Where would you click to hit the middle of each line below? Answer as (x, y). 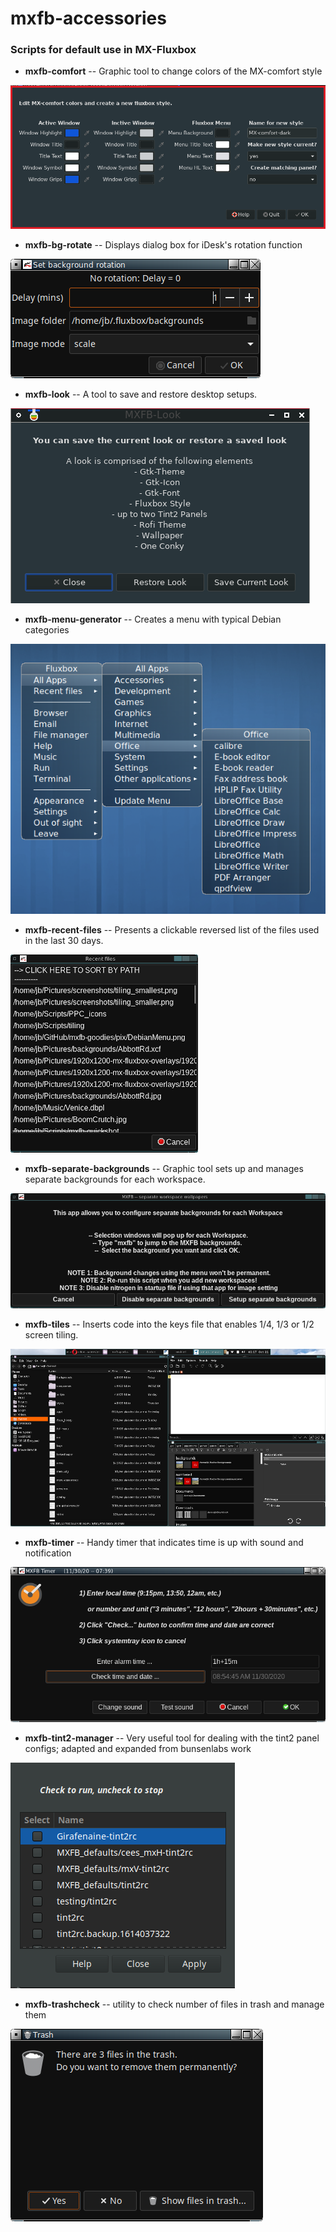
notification (48, 1553)
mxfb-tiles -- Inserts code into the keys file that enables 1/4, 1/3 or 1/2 (169, 1324)
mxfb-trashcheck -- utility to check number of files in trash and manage (174, 2004)
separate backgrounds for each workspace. (115, 1179)
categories (47, 629)
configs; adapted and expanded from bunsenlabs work (138, 1748)
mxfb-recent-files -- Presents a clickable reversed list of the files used (172, 929)
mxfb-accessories (88, 18)
